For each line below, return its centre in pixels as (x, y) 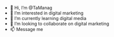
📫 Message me (26, 29)
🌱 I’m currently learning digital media (48, 18)
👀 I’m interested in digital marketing (47, 13)
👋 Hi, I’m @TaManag (31, 8)
